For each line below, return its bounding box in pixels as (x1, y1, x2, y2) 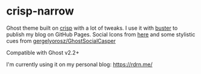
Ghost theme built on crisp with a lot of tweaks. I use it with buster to (6, 24, 178, 32)
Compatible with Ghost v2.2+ (6, 49, 80, 56)
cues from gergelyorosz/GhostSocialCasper (6, 37, 116, 44)
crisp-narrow (6, 4, 74, 18)
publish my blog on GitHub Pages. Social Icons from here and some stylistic (6, 30, 196, 38)
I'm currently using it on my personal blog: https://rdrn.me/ (6, 61, 153, 68)
